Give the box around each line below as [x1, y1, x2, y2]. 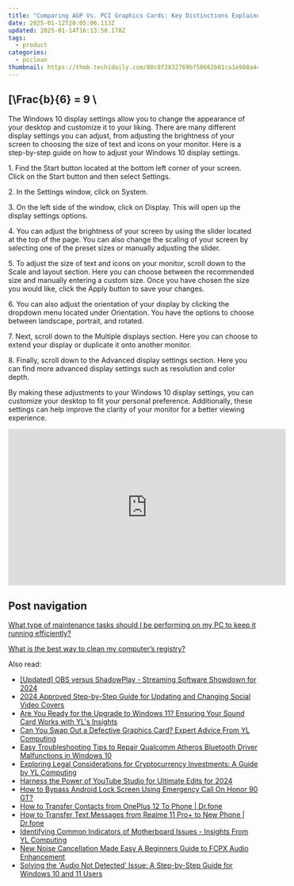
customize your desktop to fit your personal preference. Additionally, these [8, 396, 253, 405]
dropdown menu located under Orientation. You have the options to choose [8, 308, 255, 317]
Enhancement [19, 852, 66, 862]
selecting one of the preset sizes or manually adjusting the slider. [8, 243, 221, 253]
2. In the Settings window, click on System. [8, 187, 148, 196]
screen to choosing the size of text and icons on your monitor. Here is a [8, 139, 242, 149]
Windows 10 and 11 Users [19, 869, 103, 879]
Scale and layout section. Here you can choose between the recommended [8, 267, 254, 277]
